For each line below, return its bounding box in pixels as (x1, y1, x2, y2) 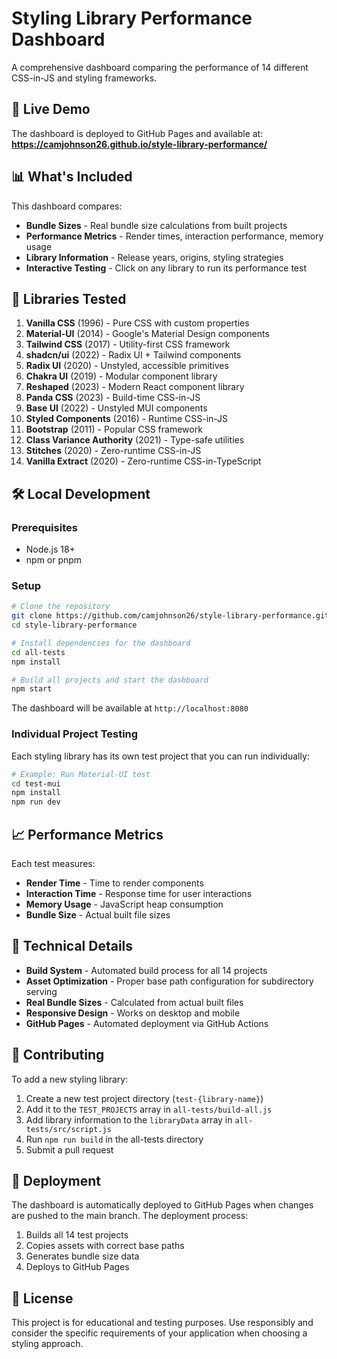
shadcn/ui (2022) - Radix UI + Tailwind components (25, 349, 242, 361)
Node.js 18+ (25, 543, 76, 556)
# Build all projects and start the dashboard (11, 675, 209, 685)
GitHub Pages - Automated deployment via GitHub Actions (25, 1017, 269, 1029)
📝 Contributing (11, 1047, 105, 1064)
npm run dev (11, 797, 61, 807)
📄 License (11, 1290, 74, 1307)
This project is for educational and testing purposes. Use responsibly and (11, 1317, 314, 1329)
